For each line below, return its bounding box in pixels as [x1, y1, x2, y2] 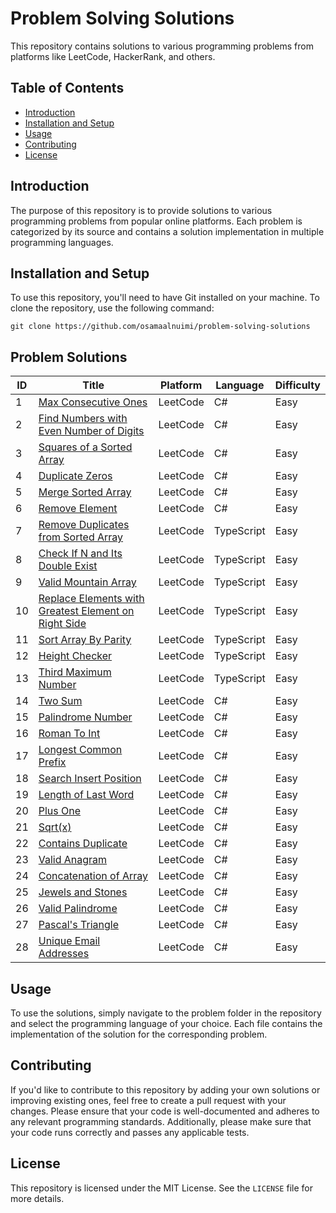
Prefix [38, 755, 67, 769]
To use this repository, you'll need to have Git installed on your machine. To [10, 292, 320, 304]
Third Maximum [38, 665, 112, 679]
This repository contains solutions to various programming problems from [10, 40, 314, 52]
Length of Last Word [38, 788, 135, 802]
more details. [10, 1192, 65, 1204]
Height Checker [38, 649, 113, 663]
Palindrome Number [38, 710, 133, 724]
